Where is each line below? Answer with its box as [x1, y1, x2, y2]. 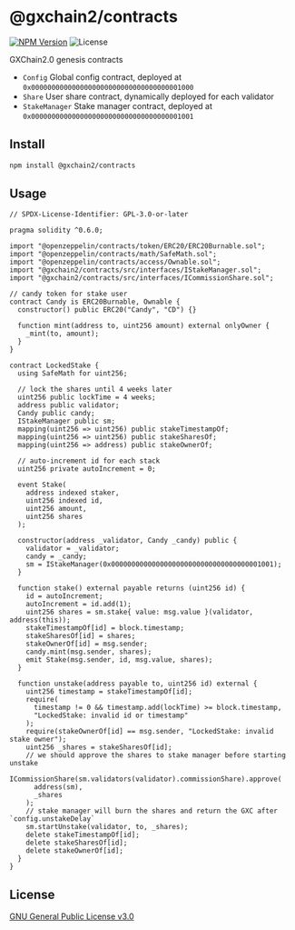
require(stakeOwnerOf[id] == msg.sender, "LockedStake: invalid [25, 727, 274, 736]
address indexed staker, [25, 488, 120, 497]
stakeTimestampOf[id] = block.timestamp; [25, 624, 184, 633]
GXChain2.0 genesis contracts [9, 54, 123, 65]
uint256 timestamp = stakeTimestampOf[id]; [25, 687, 193, 696]
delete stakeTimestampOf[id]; [25, 830, 141, 840]
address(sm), [33, 783, 84, 792]
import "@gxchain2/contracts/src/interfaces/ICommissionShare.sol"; [9, 274, 274, 283]
